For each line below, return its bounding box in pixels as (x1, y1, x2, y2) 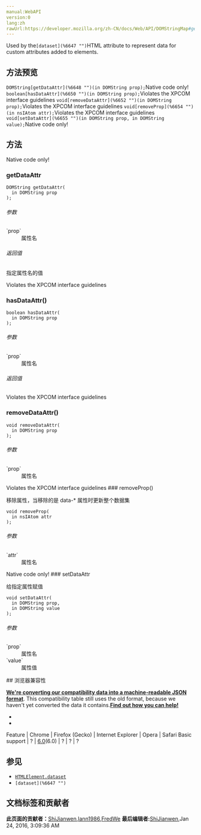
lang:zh (6, 20, 26, 26)
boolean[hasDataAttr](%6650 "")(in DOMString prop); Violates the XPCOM (6, 90, 190, 97)
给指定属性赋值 (6, 583, 43, 590)
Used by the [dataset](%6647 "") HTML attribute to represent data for (6, 42, 176, 49)
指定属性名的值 (6, 269, 43, 276)
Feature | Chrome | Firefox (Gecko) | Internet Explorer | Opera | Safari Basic (6, 731, 192, 738)
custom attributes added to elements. (6, 49, 99, 56)
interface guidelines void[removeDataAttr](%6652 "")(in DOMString (6, 97, 172, 104)
